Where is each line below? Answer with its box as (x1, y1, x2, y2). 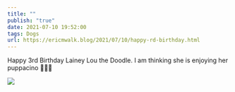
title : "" (7, 10, 37, 18)
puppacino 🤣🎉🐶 (7, 64, 53, 72)
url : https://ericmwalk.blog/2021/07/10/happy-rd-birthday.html (7, 37, 200, 44)
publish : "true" (7, 17, 55, 24)
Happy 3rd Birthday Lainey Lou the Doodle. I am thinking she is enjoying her (7, 56, 229, 64)
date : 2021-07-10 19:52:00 (7, 23, 87, 30)
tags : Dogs (7, 30, 40, 38)
